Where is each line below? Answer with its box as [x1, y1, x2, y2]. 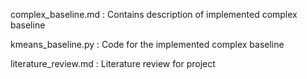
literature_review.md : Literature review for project [10, 58, 216, 69]
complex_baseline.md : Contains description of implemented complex [10, 9, 298, 20]
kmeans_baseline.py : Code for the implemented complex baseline [10, 39, 285, 50]
